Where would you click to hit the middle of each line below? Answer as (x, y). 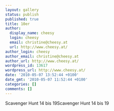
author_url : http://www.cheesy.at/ (42, 61)
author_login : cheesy (28, 51)
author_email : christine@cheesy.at (42, 56)
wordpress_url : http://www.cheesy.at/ (45, 70)
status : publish (22, 14)
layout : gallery (22, 10)
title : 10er (17, 24)
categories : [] (21, 84)
